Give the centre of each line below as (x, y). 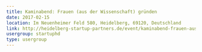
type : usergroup (26, 39)
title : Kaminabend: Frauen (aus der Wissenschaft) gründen (82, 12)
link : (13, 28)
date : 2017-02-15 (28, 17)
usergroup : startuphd (33, 34)
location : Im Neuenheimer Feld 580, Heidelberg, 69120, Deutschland (94, 23)
